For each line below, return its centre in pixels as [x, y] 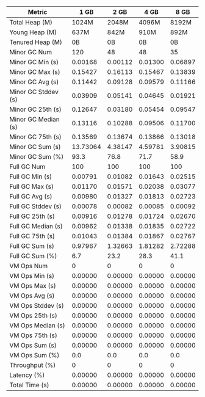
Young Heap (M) [33, 32]
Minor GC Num [31, 52]
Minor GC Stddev [34, 92]
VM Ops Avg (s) [32, 296]
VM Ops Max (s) [33, 286]
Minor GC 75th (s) [36, 137]
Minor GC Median [34, 119]
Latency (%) [27, 375]
